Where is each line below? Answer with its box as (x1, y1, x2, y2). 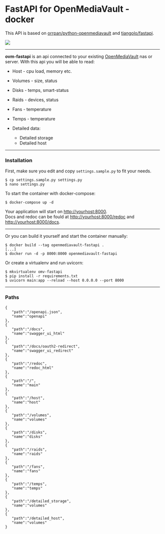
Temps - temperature (12, 115, 55, 121)
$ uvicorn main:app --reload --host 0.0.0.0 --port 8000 (5, 278, 124, 283)
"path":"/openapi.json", (11, 309, 63, 314)
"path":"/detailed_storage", (11, 499, 71, 504)
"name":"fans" (11, 468, 41, 474)
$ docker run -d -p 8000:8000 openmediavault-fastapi (5, 252, 118, 256)
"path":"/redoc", (11, 361, 48, 366)
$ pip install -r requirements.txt (5, 274, 78, 279)
